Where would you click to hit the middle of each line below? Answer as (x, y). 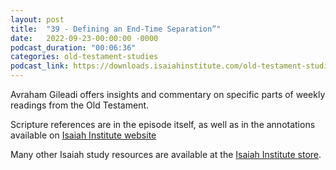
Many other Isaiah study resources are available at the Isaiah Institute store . (166, 154)
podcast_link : (40, 66)
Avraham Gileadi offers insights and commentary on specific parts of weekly (168, 94)
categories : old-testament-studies (84, 57)
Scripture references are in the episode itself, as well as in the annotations (163, 124)
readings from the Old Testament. (80, 105)
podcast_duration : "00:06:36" (73, 47)
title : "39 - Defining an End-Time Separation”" (116, 29)
